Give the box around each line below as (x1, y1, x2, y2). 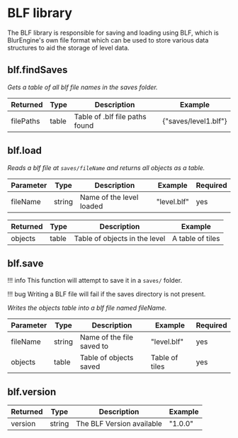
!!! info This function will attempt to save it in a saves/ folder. (7, 276, 183, 285)
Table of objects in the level (74, 233, 166, 243)
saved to (79, 342, 108, 352)
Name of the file (79, 332, 133, 342)
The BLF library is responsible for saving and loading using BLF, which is (7, 28, 220, 37)
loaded (79, 201, 103, 210)
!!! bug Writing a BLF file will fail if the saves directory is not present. (7, 290, 206, 298)
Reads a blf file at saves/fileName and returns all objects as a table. (7, 163, 205, 172)
